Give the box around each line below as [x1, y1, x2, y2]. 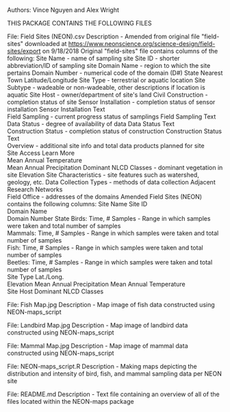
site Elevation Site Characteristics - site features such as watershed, [7, 171, 200, 179]
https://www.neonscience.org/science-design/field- [68, 40, 216, 47]
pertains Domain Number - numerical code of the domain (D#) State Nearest [7, 69, 223, 77]
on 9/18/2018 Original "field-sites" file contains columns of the [42, 47, 218, 55]
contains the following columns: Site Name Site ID [7, 200, 148, 208]
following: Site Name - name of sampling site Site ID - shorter [7, 54, 180, 62]
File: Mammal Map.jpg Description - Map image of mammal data [7, 342, 188, 350]
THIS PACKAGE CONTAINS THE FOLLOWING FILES [7, 19, 152, 27]
